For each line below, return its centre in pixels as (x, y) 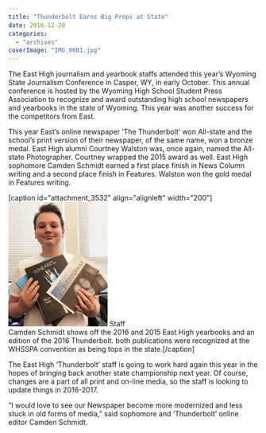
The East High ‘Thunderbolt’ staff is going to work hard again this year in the (133, 365)
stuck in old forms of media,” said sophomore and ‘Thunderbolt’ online (124, 414)
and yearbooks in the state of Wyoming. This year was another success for (131, 108)
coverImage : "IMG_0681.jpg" (55, 51)
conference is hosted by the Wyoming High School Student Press (115, 91)
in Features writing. (40, 182)
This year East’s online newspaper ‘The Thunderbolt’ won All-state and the (130, 132)
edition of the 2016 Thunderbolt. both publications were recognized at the (129, 341)
